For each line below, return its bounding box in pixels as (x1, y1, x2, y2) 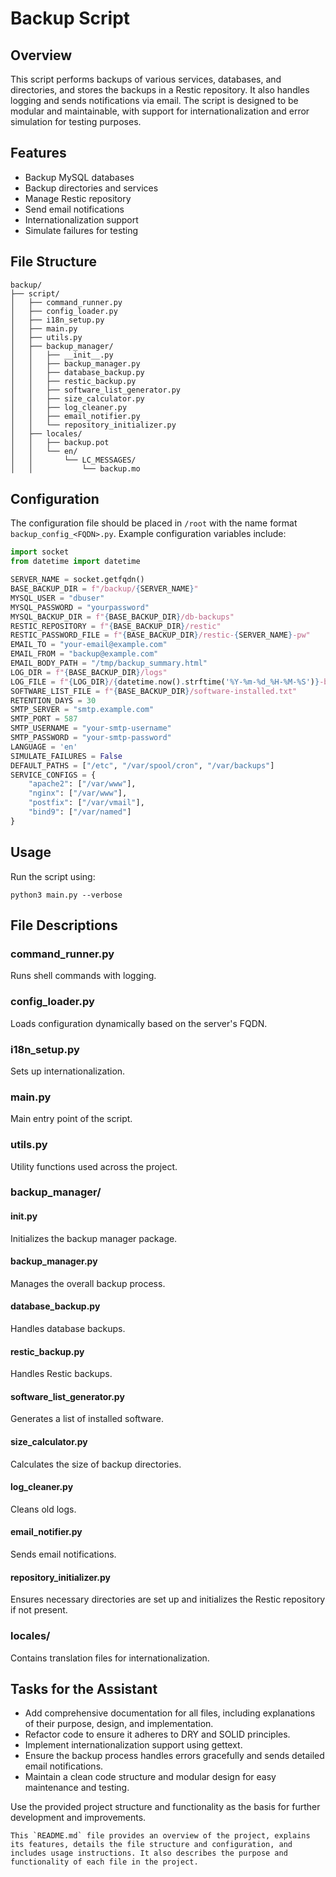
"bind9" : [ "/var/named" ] (28, 807, 132, 817)
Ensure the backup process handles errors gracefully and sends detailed (24, 1750, 325, 1762)
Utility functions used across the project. (10, 1160, 178, 1172)
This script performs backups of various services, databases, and (10, 73, 282, 85)
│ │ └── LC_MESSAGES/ (10, 455, 137, 465)
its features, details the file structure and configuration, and (10, 1840, 293, 1850)
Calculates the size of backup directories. (10, 1458, 182, 1470)
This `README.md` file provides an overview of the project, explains (10, 1831, 311, 1841)
